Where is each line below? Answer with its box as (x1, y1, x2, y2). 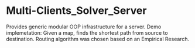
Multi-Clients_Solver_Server (6, 4, 147, 17)
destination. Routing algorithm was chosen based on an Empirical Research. (6, 35, 190, 42)
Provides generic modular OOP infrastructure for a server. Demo (6, 23, 162, 30)
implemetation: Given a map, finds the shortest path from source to (6, 29, 168, 36)
